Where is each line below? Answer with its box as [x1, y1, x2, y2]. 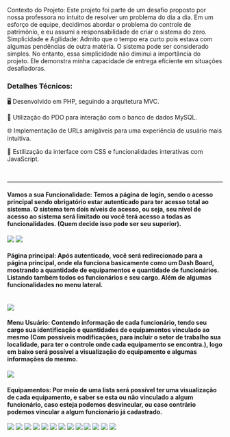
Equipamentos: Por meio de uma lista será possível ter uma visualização [7, 385, 217, 394]
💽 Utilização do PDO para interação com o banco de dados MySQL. [7, 113, 197, 122]
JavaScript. [7, 155, 40, 164]
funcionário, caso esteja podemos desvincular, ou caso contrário [7, 400, 196, 408]
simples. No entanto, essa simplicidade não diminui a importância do [7, 49, 201, 58]
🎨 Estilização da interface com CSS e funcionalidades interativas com [7, 148, 203, 156]
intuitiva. [7, 134, 31, 143]
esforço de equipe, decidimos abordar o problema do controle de [7, 21, 192, 28]
